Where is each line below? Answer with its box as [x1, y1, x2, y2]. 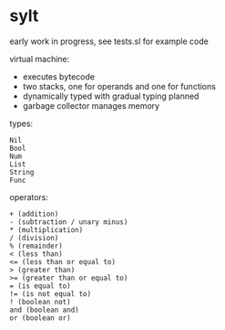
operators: [9, 191, 48, 202]
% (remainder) [9, 241, 64, 250]
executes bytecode [22, 70, 96, 82]
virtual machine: [9, 53, 70, 64]
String [9, 167, 35, 176]
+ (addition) [9, 209, 59, 218]
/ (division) [9, 233, 59, 242]
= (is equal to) [9, 281, 71, 291]
